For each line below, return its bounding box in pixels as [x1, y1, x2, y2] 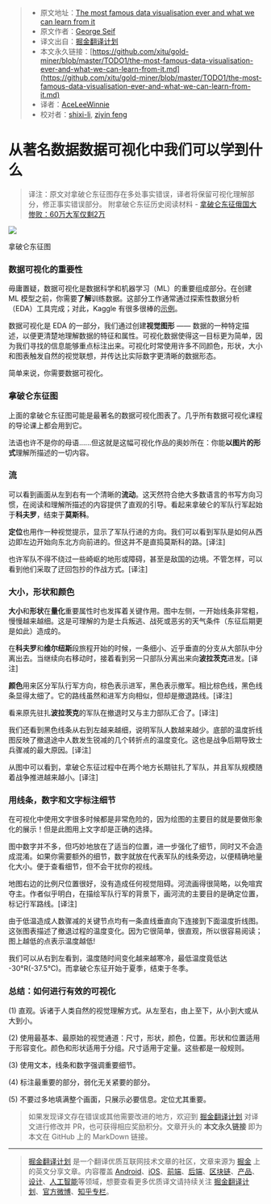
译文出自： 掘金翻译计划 [40, 36, 119, 46]
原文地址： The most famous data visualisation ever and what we [40, 8, 255, 17]
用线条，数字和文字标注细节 [8, 794, 116, 806]
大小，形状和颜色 [8, 586, 75, 598]
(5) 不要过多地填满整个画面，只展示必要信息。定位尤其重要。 [8, 1094, 211, 1104]
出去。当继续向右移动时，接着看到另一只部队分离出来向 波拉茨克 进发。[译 [15, 653, 259, 664]
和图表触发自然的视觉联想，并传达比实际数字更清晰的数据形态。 [8, 351, 220, 361]
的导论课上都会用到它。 [8, 420, 86, 430]
